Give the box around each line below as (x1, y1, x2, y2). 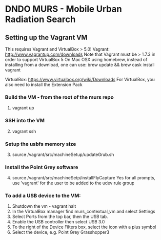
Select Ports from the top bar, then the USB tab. (12, 214, 108, 219)
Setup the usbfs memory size (5, 140, 77, 147)
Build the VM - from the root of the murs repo (5, 94, 114, 101)
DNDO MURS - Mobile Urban (5, 3, 122, 15)
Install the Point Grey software (5, 164, 79, 171)
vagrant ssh (12, 128, 37, 134)
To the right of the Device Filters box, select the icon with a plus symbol (12, 224, 157, 230)
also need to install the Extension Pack (5, 82, 83, 87)
